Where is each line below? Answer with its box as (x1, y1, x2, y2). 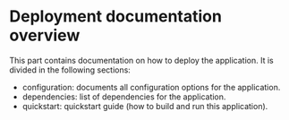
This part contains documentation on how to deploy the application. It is (9, 55, 275, 65)
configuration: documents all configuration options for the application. (21, 81, 281, 92)
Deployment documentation (9, 6, 222, 27)
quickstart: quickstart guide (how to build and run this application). (21, 100, 268, 111)
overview (9, 25, 81, 46)
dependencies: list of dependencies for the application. (21, 91, 226, 102)
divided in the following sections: (9, 64, 132, 75)
